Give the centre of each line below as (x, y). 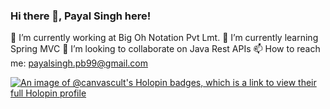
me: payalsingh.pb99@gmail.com (79, 63)
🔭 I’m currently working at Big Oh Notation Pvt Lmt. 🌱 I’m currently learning (164, 38)
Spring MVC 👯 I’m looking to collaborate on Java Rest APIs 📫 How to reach (165, 49)
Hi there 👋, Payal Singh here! (81, 16)
